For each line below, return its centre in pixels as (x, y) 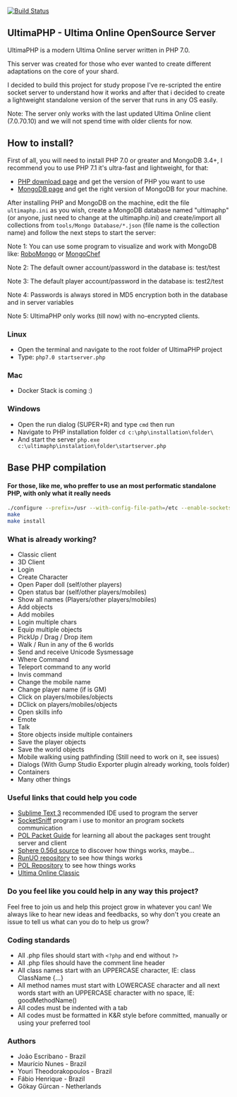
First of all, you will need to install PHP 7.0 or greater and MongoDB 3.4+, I (115, 160)
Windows (24, 409)
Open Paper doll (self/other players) (69, 585)
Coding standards (39, 940)
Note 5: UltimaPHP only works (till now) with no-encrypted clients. (104, 316)
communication (40, 828)
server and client (42, 843)
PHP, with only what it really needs (59, 493)
